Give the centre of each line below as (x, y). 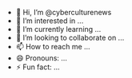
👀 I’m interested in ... (50, 21)
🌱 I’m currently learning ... (58, 29)
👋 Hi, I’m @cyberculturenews (64, 12)
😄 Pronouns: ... (42, 58)
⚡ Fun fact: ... (38, 67)
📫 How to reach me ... (53, 47)
